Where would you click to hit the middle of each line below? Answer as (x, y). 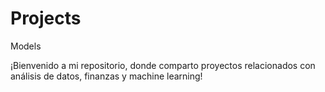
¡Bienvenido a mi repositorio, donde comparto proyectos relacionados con (163, 65)
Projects (46, 18)
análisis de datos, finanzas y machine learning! (106, 76)
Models (26, 46)
